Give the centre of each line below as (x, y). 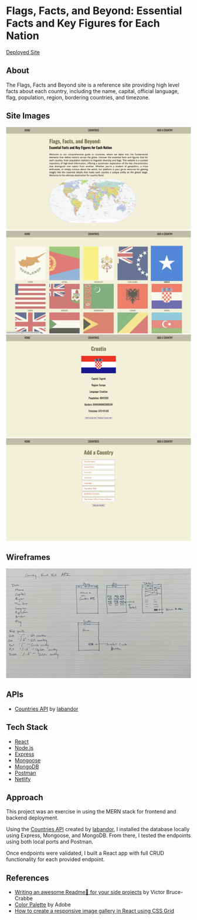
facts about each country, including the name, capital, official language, (93, 91)
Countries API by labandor (46, 709)
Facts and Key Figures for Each (83, 23)
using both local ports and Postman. (50, 842)
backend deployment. (32, 818)
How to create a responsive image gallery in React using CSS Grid (94, 911)
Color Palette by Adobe (43, 905)
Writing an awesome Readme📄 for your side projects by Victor (90, 892)
